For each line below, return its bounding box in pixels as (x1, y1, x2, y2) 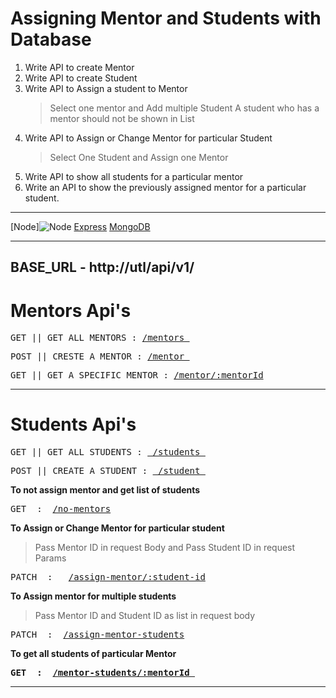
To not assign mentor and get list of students (10, 484, 201, 496)
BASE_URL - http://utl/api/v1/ (10, 259, 195, 276)
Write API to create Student (24, 72, 138, 84)
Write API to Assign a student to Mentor (24, 82, 188, 94)
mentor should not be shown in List (49, 112, 195, 124)
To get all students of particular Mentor (10, 648, 177, 660)
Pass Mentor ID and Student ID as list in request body (34, 610, 256, 622)
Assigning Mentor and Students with (10, 7, 322, 30)
